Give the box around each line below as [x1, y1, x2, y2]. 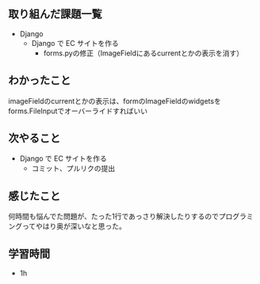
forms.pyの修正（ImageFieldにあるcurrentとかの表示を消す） [43, 48, 244, 58]
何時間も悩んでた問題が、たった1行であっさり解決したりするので [8, 212, 220, 222]
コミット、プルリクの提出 [31, 164, 116, 173]
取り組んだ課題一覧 [8, 7, 102, 21]
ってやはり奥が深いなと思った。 [21, 222, 127, 231]
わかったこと [8, 74, 71, 87]
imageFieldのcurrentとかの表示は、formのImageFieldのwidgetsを [8, 96, 222, 105]
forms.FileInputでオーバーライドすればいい [8, 106, 148, 115]
